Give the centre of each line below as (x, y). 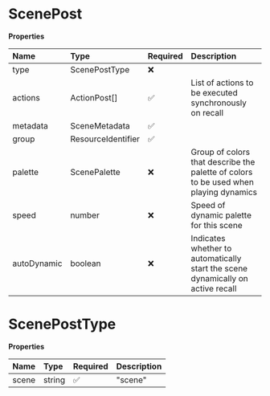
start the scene (219, 268)
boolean (86, 263)
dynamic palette (221, 215)
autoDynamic (37, 263)
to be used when (223, 182)
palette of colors (222, 172)
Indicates (208, 238)
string (54, 380)
